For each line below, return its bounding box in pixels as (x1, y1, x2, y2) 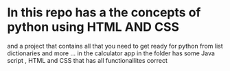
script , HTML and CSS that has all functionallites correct (7, 56, 168, 64)
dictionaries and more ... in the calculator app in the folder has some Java (7, 49, 215, 57)
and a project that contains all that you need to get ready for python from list (7, 42, 223, 50)
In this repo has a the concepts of (7, 5, 201, 20)
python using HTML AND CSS (7, 19, 180, 35)
